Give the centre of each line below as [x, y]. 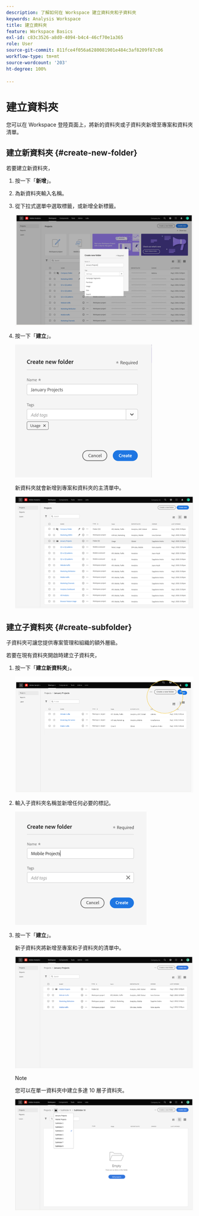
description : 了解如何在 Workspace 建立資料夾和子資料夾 [71, 12]
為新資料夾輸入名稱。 [41, 194]
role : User [20, 44]
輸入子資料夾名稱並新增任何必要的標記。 [64, 803]
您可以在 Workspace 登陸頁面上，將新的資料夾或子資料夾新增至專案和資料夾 [99, 125]
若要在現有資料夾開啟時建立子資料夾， [53, 655]
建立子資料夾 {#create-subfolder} [69, 627]
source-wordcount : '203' [37, 62]
